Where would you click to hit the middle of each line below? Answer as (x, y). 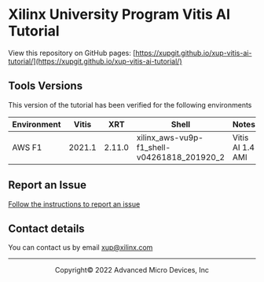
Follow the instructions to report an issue (74, 204)
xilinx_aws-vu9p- (170, 137)
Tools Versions (46, 86)
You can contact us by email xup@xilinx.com (81, 247)
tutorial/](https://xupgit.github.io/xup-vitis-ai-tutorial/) (95, 61)
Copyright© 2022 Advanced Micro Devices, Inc (132, 270)
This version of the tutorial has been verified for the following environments (130, 104)
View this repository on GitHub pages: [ (72, 53)
